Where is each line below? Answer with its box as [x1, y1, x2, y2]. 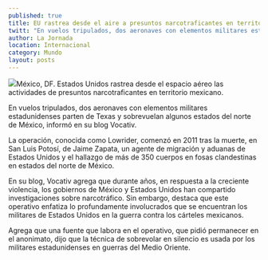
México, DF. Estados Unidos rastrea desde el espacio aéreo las [16, 79, 224, 89]
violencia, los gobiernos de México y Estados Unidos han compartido [8, 184, 236, 194]
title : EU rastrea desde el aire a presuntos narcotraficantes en [8, 19, 234, 27]
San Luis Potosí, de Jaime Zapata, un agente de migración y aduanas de [8, 144, 246, 153]
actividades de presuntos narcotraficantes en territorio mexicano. [8, 87, 224, 97]
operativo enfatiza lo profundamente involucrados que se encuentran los [8, 201, 248, 211]
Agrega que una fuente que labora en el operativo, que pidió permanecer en [8, 225, 259, 235]
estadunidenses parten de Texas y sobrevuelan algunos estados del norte [8, 111, 251, 120]
